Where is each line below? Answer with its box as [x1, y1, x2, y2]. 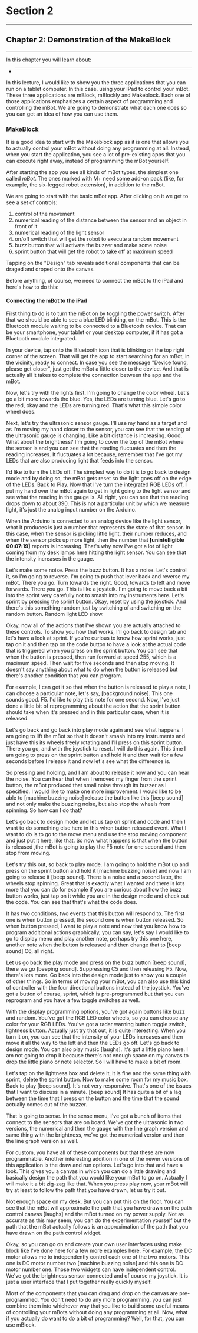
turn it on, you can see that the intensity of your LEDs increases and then [6, 1033, 183, 1040]
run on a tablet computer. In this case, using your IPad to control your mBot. [6, 85, 190, 92]
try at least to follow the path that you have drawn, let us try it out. [6, 1187, 166, 1194]
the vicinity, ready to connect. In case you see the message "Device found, [6, 359, 189, 366]
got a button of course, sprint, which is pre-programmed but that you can [6, 990, 184, 998]
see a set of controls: [6, 199, 58, 206]
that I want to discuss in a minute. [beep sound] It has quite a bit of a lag [6, 1089, 181, 1096]
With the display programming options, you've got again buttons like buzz [6, 1008, 186, 1016]
